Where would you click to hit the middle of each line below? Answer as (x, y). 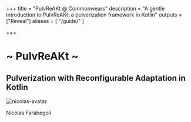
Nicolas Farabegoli (29, 113)
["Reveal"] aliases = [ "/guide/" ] (45, 21)
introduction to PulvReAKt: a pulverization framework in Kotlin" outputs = (94, 15)
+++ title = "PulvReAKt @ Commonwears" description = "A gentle (86, 9)
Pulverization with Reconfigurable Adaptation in (96, 78)
